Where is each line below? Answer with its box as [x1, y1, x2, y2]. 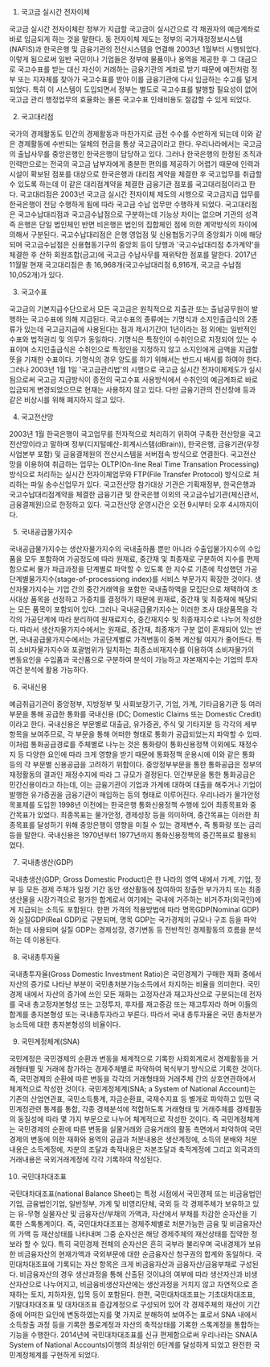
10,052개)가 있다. [9, 270, 64, 280]
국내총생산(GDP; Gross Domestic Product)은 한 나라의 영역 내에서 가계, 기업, [9, 875, 253, 884]
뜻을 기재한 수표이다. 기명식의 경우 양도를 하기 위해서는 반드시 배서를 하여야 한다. [9, 355, 262, 364]
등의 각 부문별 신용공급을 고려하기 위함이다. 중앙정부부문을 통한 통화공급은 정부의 [9, 760, 263, 769]
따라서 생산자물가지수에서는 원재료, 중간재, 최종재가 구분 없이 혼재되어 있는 [19, 625, 254, 634]
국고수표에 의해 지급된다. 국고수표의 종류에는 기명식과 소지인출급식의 [30, 314, 246, 324]
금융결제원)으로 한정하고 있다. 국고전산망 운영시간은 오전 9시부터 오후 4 [9, 500, 233, 509]
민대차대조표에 [9, 1260, 55, 1269]
